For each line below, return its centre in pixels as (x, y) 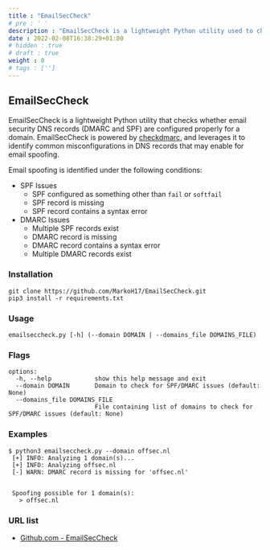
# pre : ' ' (28, 23)
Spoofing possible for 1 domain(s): (73, 493)
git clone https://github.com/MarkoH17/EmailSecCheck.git (107, 291)
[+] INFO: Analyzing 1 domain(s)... (73, 458)
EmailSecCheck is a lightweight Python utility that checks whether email (127, 120)
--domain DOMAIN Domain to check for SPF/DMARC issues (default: (138, 386)
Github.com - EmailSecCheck (69, 538)
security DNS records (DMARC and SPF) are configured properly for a (124, 129)
